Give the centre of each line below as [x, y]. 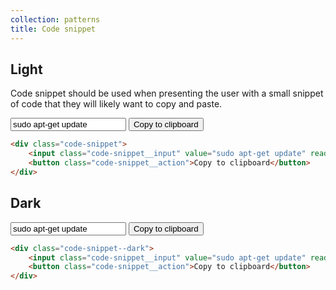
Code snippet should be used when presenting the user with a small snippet [167, 93]
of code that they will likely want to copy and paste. [116, 104]
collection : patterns [55, 19]
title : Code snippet [53, 29]
